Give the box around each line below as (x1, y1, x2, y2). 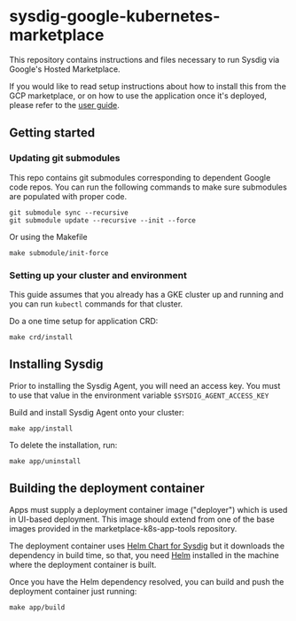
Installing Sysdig (9, 357, 104, 372)
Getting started (9, 126, 96, 141)
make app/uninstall (9, 456, 82, 466)
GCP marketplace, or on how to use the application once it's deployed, (9, 90, 268, 101)
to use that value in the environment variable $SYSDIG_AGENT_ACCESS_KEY (9, 390, 269, 400)
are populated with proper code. (9, 190, 127, 201)
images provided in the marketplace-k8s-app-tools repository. (9, 523, 238, 533)
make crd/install (9, 332, 74, 342)
